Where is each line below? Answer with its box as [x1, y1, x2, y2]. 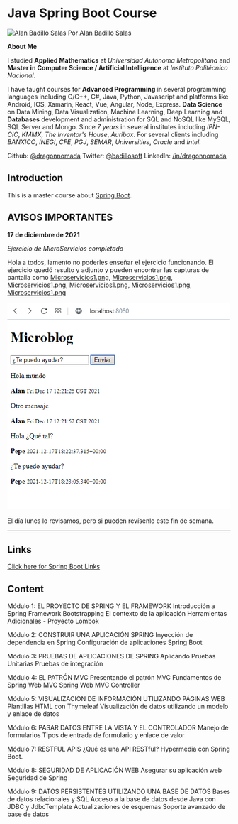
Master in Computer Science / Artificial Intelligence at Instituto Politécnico [7, 63, 228, 72]
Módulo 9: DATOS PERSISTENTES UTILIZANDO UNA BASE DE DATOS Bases [7, 787, 231, 796]
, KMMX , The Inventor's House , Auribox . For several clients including [18, 130, 219, 139]
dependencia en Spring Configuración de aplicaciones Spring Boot [7, 638, 203, 647]
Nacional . [7, 71, 36, 80]
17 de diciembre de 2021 [7, 230, 80, 239]
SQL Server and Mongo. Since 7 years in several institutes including [7, 122, 205, 131]
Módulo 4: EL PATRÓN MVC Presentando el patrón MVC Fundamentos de [7, 673, 222, 682]
